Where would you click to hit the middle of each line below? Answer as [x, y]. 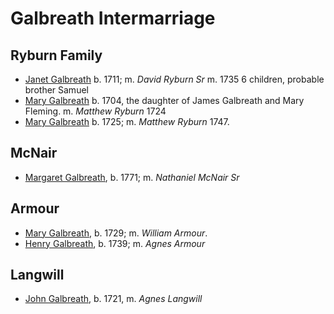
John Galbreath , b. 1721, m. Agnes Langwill [113, 299]
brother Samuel [56, 90]
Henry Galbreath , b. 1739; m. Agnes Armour [115, 243]
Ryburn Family [56, 55]
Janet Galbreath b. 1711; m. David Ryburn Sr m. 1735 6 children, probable [174, 79]
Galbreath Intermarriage [113, 18]
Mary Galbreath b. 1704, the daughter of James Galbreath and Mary [164, 100]
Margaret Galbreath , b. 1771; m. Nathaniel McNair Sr [132, 177]
